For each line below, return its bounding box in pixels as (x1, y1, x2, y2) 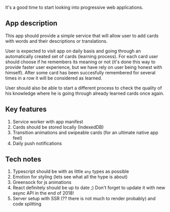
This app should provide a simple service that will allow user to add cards (5, 33, 159, 39)
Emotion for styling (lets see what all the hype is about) (12, 174, 128, 180)
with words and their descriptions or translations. (5, 38, 108, 44)
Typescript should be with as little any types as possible (12, 168, 129, 175)
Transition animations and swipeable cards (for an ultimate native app (12, 129, 158, 136)
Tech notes (5, 155, 42, 164)
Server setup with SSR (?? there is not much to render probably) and (12, 196, 156, 202)
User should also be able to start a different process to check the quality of (5, 85, 162, 91)
